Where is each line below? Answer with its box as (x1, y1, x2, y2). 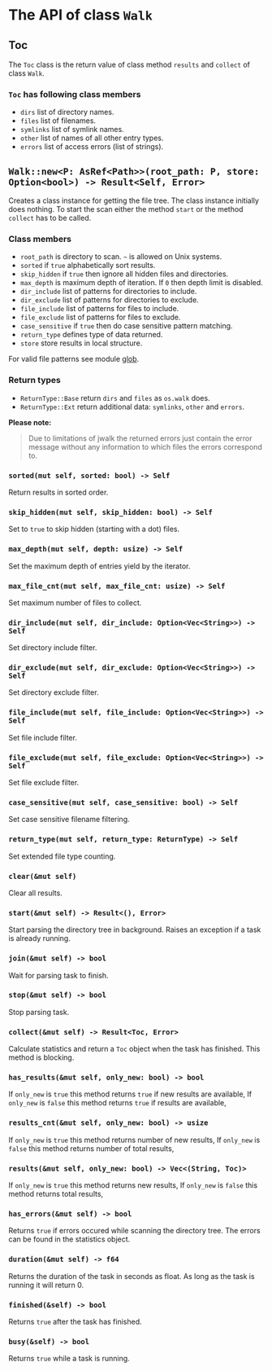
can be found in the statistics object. (8, 1234, 131, 1244)
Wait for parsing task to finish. (8, 970, 109, 980)
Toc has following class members (8, 88, 141, 99)
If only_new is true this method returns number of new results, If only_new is (8, 1135, 261, 1145)
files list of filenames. (19, 116, 96, 125)
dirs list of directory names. (19, 108, 114, 117)
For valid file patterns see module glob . (8, 354, 140, 364)
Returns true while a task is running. (8, 1354, 130, 1364)
